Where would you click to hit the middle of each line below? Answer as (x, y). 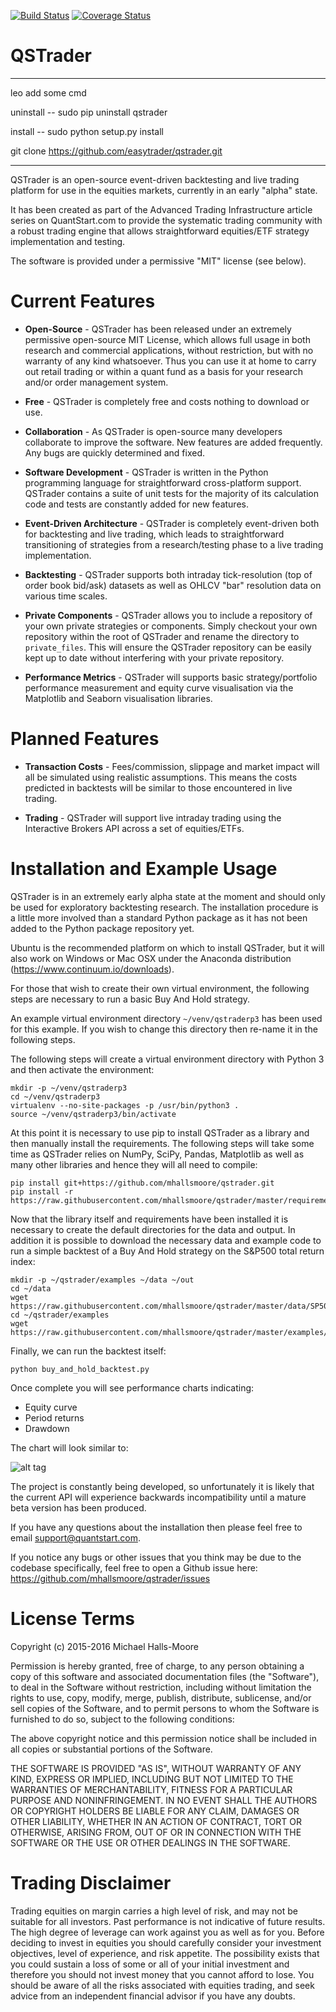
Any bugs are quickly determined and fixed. (115, 452)
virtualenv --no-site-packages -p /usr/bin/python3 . (125, 1105)
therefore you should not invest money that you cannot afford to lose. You (162, 1974)
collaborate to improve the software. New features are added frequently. (173, 442)
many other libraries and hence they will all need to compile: (134, 1164)
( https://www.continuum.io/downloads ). (92, 969)
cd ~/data (31, 1288)
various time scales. (66, 596)
